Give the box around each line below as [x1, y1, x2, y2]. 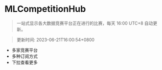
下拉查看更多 [11, 59, 38, 65]
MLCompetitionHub [4, 3, 86, 15]
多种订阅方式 [11, 53, 38, 59]
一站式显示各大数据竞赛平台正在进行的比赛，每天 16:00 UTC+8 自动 [16, 20, 153, 26]
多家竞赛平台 [11, 47, 38, 53]
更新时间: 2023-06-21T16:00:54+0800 [16, 37, 95, 43]
